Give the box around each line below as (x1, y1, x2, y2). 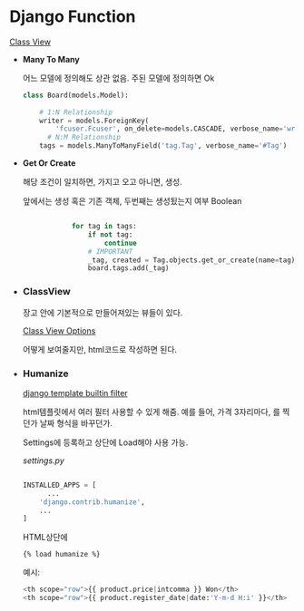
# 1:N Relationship (39, 107, 113, 117)
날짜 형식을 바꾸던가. (39, 417, 113, 428)
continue (103, 238, 138, 247)
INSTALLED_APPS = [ (22, 480, 97, 490)
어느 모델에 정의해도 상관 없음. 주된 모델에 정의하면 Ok (22, 73, 215, 83)
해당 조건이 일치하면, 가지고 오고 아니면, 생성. (22, 177, 183, 188)
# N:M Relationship (46, 133, 121, 142)
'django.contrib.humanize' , (39, 497, 145, 507)
